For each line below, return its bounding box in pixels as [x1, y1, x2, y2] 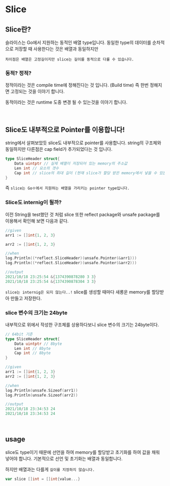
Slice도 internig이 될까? [5, 199, 62, 206]
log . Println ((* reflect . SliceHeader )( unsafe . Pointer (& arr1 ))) [5, 255, 137, 261]
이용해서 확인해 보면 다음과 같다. [5, 217, 69, 224]
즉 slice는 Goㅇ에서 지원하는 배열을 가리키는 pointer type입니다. [5, 185, 130, 191]
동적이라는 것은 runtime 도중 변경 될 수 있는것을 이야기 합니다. [5, 99, 127, 105]
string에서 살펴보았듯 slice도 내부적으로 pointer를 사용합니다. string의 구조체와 [5, 140, 161, 146]
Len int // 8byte [14, 346, 51, 351]
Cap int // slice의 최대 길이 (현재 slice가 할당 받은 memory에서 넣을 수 [14, 170, 157, 176]
